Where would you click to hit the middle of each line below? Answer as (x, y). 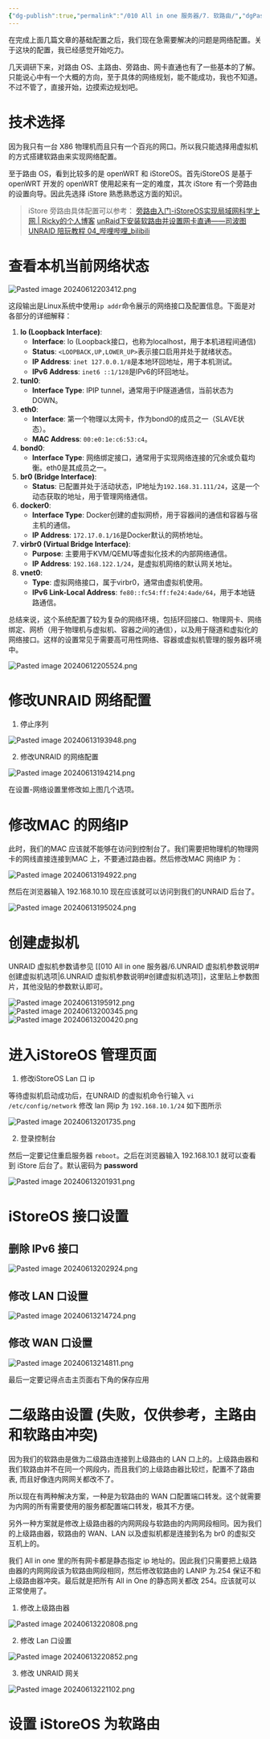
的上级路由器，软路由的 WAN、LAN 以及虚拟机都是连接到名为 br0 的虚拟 (129, 1533)
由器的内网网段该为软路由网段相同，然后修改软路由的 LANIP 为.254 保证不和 (135, 1570)
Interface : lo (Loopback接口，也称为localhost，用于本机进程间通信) (144, 341)
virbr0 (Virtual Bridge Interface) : (75, 544)
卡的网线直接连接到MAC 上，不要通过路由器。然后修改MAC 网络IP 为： (126, 859)
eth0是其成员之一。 (78, 467)
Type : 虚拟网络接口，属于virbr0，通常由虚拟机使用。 (119, 582)
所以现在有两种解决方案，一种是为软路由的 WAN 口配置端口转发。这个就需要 (135, 1496)
